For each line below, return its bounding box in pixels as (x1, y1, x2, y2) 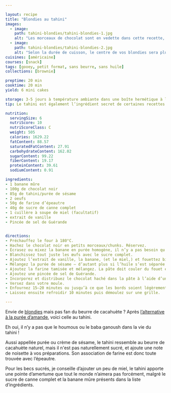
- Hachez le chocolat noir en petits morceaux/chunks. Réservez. (5, 243, 147, 248)
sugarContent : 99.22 (10, 154, 53, 159)
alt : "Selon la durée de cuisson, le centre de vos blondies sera (14, 50, 158, 55)
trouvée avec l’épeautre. (5, 356, 56, 361)
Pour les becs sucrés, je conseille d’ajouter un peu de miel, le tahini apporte (5, 365, 164, 372)
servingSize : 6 (10, 115, 42, 120)
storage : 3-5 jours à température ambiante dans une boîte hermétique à (5, 96, 163, 102)
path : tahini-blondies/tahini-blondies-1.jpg (14, 31, 113, 36)
